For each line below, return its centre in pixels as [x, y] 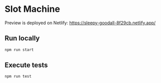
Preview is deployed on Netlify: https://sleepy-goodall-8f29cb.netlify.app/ [80, 23]
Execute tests [26, 65]
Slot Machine [32, 9]
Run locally [22, 38]
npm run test [18, 77]
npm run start [19, 50]
